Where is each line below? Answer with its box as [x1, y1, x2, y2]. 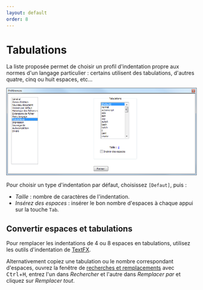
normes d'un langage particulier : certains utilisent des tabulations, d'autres [6, 70, 195, 77]
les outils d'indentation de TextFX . [6, 246, 91, 254]
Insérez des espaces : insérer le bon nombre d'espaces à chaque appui [14, 200, 193, 207]
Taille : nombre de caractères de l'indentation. [14, 193, 130, 200]
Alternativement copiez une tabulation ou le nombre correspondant [6, 258, 173, 265]
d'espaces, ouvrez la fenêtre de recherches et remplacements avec [6, 264, 175, 272]
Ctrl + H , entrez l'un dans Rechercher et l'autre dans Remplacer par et [6, 271, 181, 278]
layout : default [6, 10, 47, 16]
